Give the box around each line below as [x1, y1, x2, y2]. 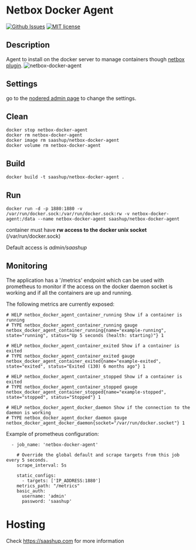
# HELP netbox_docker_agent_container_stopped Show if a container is [6, 374, 183, 379]
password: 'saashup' [21, 498, 72, 504]
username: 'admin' [21, 493, 67, 499]
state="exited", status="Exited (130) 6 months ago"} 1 [6, 363, 146, 369]
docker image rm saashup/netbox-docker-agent [6, 138, 119, 144]
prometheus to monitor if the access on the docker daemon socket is [6, 283, 173, 290]
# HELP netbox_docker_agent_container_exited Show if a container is [6, 342, 180, 349]
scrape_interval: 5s [16, 462, 67, 468]
